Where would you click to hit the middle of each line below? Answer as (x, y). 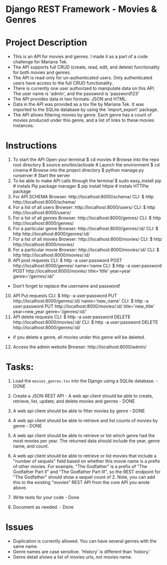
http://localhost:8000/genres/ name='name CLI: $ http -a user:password (87, 266)
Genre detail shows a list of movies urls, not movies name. (72, 557)
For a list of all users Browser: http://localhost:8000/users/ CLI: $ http (84, 207)
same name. (26, 546)
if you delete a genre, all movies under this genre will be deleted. (79, 337)
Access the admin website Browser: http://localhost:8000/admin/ (80, 347)
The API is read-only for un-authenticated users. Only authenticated (83, 78)
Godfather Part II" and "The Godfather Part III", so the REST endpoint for (87, 472)
